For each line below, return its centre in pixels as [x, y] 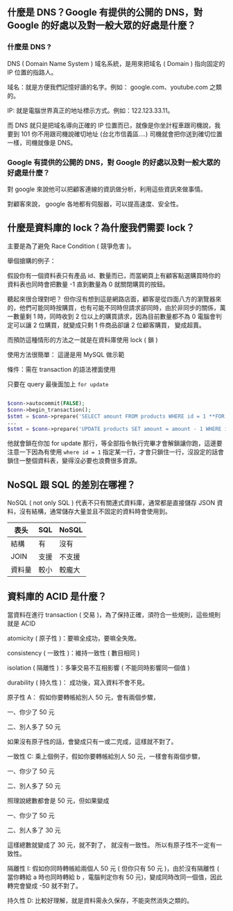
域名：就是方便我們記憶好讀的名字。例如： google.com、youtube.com [107, 87]
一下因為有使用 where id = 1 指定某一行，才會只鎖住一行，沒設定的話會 [121, 452]
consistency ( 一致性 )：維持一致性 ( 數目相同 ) [74, 653]
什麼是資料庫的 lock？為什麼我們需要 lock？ [101, 228]
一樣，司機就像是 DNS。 [42, 142]
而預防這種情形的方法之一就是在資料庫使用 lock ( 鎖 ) [83, 340]
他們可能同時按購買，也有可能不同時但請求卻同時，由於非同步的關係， [119, 307]
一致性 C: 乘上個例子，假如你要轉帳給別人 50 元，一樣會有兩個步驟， [106, 756]
